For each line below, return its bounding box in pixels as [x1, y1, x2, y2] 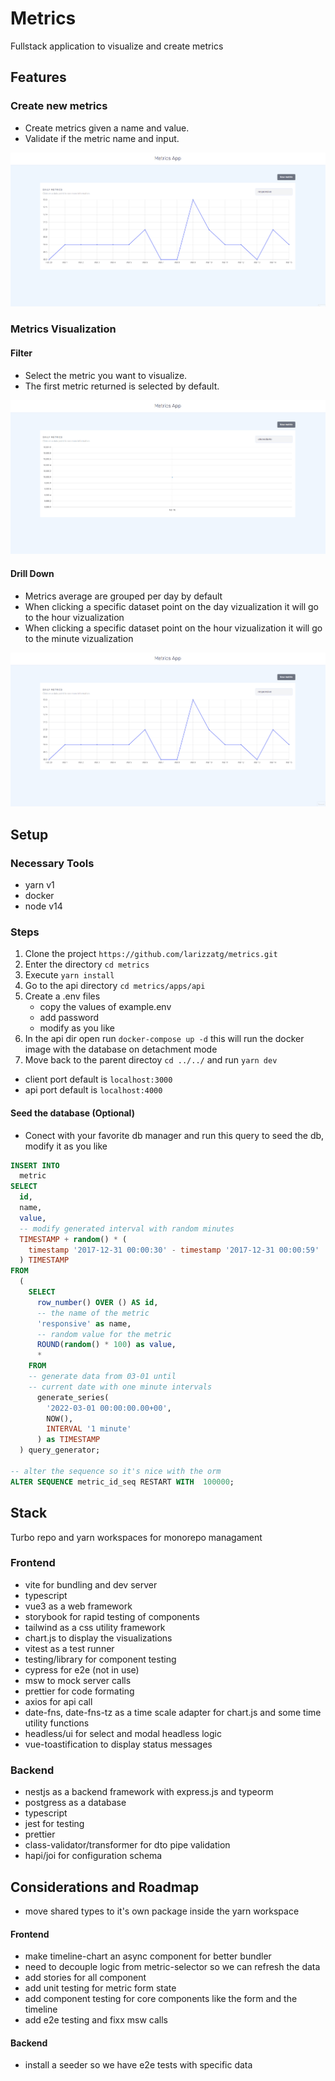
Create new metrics [10, 99, 108, 113]
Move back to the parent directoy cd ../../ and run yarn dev [24, 1054, 278, 1066]
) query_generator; [19, 1445, 101, 1456]
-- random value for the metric [36, 1329, 172, 1339]
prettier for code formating [24, 1685, 135, 1697]
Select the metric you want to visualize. [24, 369, 188, 381]
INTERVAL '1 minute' [46, 1424, 132, 1434]
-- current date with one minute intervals [28, 1382, 213, 1392]
